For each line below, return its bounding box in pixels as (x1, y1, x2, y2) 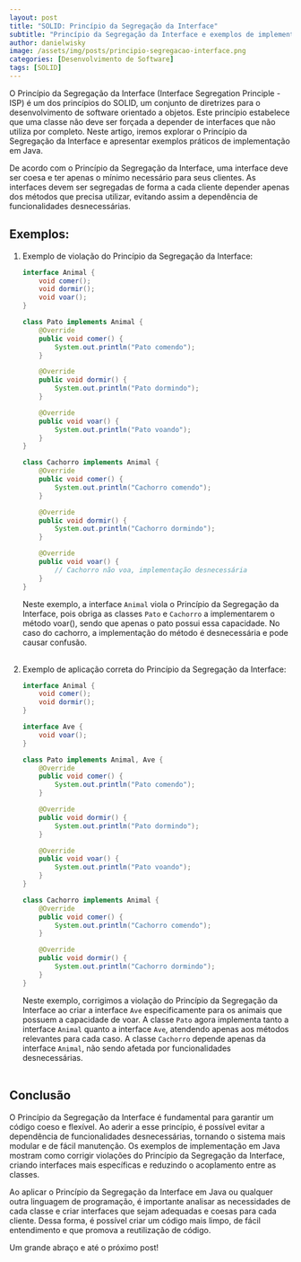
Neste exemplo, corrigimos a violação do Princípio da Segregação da (21, 994, 279, 1006)
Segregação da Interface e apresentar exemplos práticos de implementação (9, 136, 291, 146)
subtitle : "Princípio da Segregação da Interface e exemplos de (9, 30, 254, 39)
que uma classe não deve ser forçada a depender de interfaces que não (9, 116, 276, 127)
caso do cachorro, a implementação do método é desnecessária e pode (21, 627, 289, 638)
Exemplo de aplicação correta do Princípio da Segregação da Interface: (21, 664, 287, 675)
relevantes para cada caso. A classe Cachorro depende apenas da (21, 1033, 266, 1044)
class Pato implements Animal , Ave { (21, 755, 164, 764)
